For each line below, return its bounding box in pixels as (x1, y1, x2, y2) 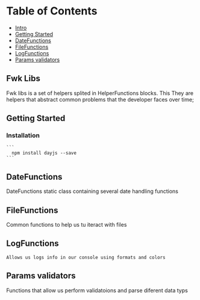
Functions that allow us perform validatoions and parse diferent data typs (6, 287, 188, 294)
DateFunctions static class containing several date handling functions (6, 188, 179, 195)
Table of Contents (6, 4, 98, 18)
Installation (6, 131, 40, 139)
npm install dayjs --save (11, 150, 77, 156)
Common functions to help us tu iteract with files (6, 221, 127, 228)
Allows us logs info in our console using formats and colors (6, 254, 166, 260)
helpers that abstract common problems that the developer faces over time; (6, 96, 194, 103)
